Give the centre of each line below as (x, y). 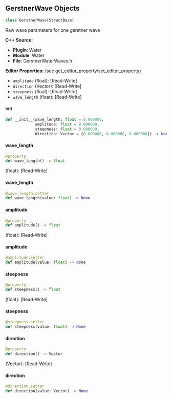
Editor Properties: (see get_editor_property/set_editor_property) (73, 71)
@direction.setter (25, 386)
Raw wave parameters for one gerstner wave (53, 30)
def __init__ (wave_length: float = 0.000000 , (55, 119)
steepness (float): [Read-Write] (45, 91)
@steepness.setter (25, 322)
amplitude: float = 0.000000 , (67, 124)
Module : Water (28, 55)
